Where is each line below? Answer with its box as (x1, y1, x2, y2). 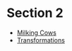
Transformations (16, 35, 65, 44)
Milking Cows (16, 28, 57, 37)
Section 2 (6, 5, 64, 21)
